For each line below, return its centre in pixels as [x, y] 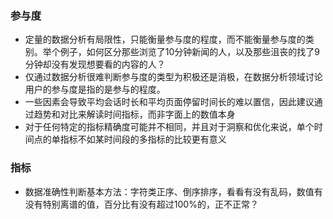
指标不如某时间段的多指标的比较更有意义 [143, 139]
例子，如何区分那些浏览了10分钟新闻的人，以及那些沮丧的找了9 [190, 52]
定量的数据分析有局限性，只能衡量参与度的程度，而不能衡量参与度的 [165, 39]
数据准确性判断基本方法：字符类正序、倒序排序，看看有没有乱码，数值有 [173, 191]
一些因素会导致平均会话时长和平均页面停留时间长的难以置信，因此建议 [169, 102]
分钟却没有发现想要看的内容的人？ [95, 64]
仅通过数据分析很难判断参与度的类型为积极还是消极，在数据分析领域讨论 [173, 77]
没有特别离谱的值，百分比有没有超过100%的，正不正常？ [141, 204]
